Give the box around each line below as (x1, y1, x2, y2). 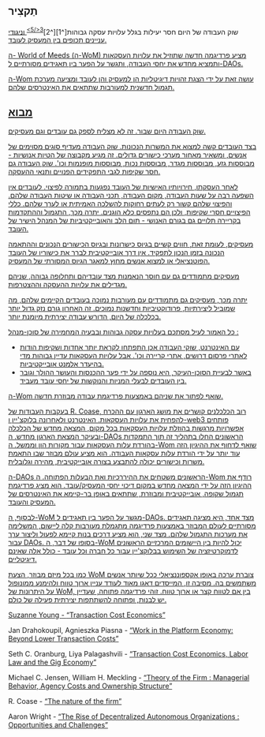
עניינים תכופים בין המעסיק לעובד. (8, 36, 107, 45)
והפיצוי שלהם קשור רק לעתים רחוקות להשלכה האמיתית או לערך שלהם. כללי (8, 199, 233, 208)
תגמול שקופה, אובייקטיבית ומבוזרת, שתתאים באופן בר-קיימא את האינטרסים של (8, 489, 244, 499)
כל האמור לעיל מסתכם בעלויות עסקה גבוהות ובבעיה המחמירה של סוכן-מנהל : (8, 327, 239, 337)
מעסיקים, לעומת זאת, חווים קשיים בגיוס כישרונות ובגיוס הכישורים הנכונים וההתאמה (8, 239, 254, 249)
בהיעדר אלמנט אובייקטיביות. (19, 359, 104, 368)
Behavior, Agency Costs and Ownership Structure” (8, 681, 173, 691)
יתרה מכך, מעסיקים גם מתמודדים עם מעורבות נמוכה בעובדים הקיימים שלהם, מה (8, 295, 248, 305)
